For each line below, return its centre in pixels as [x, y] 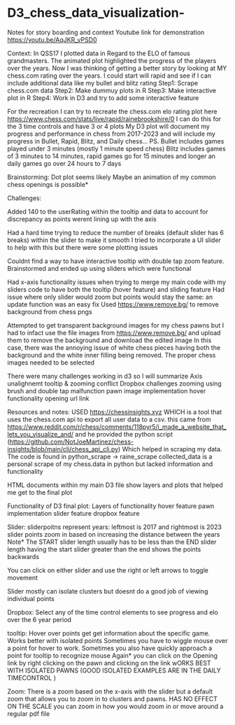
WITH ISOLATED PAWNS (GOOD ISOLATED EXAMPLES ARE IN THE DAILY [114, 670]
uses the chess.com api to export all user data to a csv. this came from [109, 419]
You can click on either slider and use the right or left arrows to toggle [108, 570]
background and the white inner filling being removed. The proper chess [112, 355]
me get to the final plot [40, 492]
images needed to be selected [51, 362]
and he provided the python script [124, 434]
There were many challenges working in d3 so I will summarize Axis [105, 376]
